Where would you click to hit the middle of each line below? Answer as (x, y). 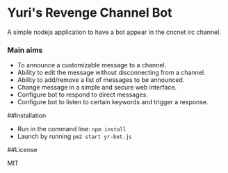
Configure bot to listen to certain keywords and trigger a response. (113, 102)
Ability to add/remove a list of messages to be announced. (101, 80)
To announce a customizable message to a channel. (92, 65)
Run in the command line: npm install (72, 129)
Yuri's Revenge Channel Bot (90, 13)
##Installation (27, 115)
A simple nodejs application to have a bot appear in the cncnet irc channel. (114, 32)
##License (23, 150)
